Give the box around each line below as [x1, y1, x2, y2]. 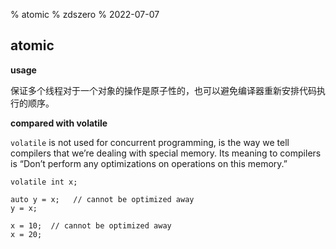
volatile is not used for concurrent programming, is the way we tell [10, 136, 290, 148]
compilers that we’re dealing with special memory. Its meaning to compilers [10, 147, 322, 159]
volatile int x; [10, 177, 78, 187]
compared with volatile [10, 117, 108, 129]
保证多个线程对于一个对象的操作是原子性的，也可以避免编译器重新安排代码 [10, 84, 317, 96]
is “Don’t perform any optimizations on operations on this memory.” [10, 157, 288, 169]
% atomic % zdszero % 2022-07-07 [10, 9, 160, 20]
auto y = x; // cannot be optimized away [10, 194, 195, 204]
